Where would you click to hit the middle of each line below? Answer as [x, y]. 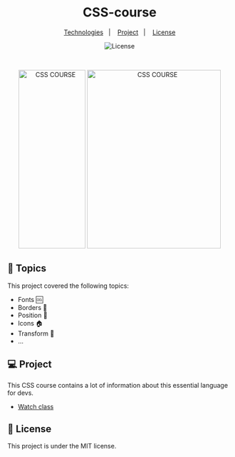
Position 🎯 [32, 315]
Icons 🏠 [30, 323]
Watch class [36, 406]
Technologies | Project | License [120, 32]
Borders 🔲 [32, 307]
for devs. [21, 393]
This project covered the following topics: [68, 286]
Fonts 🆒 [30, 299]
